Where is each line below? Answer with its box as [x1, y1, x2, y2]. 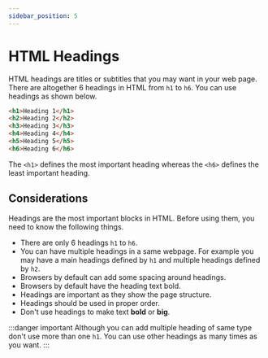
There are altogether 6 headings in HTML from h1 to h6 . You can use [8, 82, 237, 92]
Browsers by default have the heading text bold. [19, 281, 181, 290]
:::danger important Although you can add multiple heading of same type [8, 322, 253, 332]
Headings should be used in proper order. [19, 298, 160, 308]
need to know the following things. [8, 221, 124, 232]
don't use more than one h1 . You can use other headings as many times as [8, 331, 257, 341]
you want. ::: [8, 339, 50, 350]
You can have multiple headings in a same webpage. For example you [19, 246, 254, 256]
